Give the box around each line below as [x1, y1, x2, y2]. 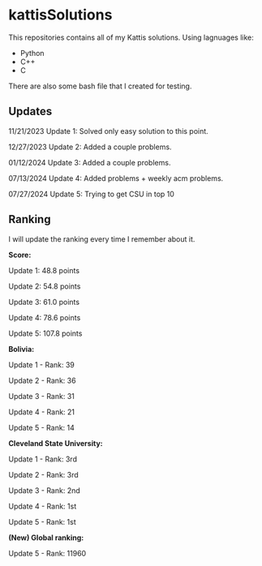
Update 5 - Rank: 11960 [8, 548, 87, 558]
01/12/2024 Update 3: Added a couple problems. [8, 157, 171, 167]
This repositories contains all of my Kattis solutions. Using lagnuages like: [8, 32, 254, 42]
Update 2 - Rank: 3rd [8, 470, 79, 479]
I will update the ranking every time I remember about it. [8, 234, 195, 244]
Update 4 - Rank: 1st [8, 501, 77, 511]
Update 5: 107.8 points [8, 328, 83, 338]
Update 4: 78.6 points [8, 312, 81, 322]
